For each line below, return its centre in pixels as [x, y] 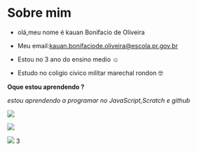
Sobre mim [39, 13]
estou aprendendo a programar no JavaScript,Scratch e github [99, 100]
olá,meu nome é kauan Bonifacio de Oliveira [81, 32]
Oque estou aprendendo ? [46, 87]
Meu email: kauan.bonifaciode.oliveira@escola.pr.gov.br [97, 45]
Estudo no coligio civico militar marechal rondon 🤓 [90, 73]
